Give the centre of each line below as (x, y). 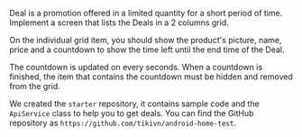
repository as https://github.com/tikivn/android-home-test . (123, 123)
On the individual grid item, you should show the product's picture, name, (146, 40)
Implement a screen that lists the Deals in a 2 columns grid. (119, 23)
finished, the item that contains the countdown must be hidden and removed (151, 77)
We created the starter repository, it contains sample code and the (134, 104)
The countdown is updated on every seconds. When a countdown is (136, 67)
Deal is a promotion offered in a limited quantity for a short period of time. (146, 13)
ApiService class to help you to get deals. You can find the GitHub (132, 113)
